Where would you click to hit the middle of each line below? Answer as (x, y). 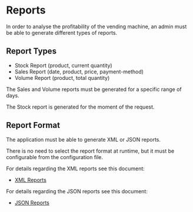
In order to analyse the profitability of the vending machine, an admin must (96, 26)
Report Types (31, 51)
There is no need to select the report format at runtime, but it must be (90, 151)
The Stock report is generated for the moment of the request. (80, 107)
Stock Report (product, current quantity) (64, 65)
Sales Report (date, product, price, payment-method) (79, 72)
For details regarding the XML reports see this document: (76, 169)
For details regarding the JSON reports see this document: (77, 191)
